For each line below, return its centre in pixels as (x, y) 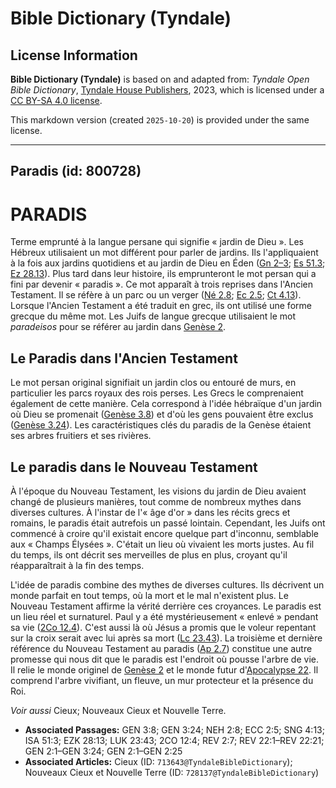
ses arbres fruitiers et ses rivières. (81, 436)
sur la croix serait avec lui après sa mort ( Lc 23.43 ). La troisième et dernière (166, 638)
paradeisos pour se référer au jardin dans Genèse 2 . (118, 327)
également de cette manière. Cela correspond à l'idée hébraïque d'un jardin (166, 404)
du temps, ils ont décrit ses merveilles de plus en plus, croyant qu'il (149, 554)
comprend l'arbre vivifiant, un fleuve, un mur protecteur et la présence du (162, 680)
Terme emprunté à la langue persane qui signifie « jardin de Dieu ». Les (157, 242)
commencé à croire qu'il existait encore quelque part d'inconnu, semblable (164, 533)
